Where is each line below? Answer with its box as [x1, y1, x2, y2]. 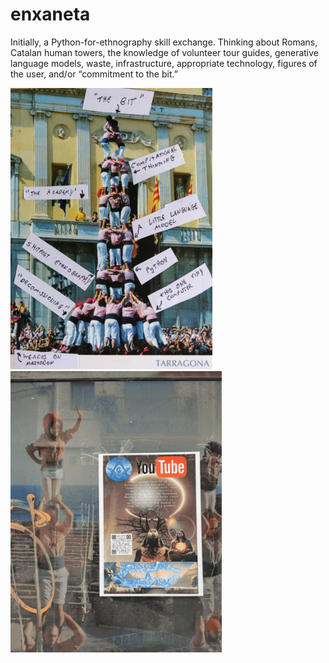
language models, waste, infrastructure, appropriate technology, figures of [10, 57, 318, 69]
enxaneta [10, 3, 91, 26]
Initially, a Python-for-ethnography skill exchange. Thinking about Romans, [10, 36, 318, 48]
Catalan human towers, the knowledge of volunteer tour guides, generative [10, 46, 319, 58]
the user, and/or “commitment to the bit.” [10, 68, 178, 80]
